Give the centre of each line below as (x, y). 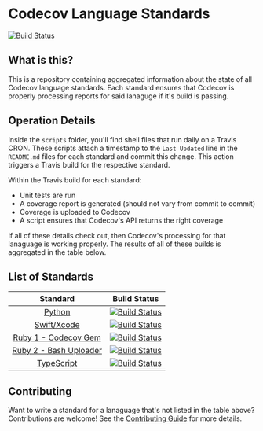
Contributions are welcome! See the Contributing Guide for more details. (125, 418)
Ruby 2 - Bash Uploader (57, 351)
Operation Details (52, 121)
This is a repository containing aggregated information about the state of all (130, 79)
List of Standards (51, 276)
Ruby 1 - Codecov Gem (57, 337)
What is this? (41, 60)
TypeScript (57, 363)
